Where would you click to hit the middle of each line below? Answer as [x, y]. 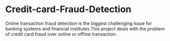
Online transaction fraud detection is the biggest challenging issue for [79, 23]
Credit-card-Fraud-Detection [68, 9]
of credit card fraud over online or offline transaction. [61, 34]
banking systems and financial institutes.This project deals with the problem [85, 28]
